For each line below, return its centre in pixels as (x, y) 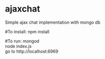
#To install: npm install (27, 31)
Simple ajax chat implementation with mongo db (53, 22)
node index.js (18, 46)
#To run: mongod (22, 41)
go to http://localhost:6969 (32, 51)
